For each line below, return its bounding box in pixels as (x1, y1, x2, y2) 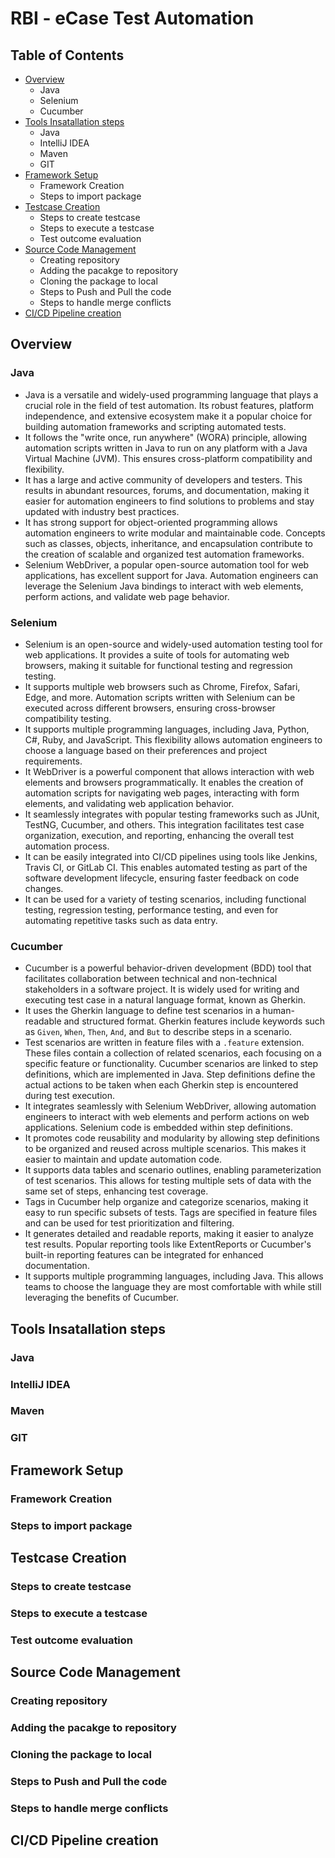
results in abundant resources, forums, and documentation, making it (24, 484, 310, 496)
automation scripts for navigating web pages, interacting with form (24, 787, 300, 799)
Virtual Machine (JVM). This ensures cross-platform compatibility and (24, 452, 313, 464)
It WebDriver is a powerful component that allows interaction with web (24, 765, 315, 777)
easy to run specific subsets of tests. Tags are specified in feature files (24, 1207, 318, 1219)
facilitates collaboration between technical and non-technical (24, 973, 278, 985)
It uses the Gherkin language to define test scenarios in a (24, 1005, 261, 1017)
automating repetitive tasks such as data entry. (24, 914, 218, 926)
